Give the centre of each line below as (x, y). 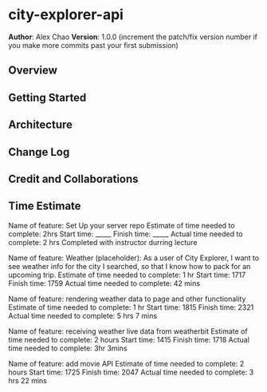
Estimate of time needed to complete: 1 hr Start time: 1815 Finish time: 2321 (131, 307)
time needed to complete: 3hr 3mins (68, 348)
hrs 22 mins (28, 380)
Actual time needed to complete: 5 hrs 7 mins (83, 315)
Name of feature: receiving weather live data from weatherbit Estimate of (128, 331)
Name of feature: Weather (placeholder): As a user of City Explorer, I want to (134, 258)
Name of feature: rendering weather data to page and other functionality (127, 299)
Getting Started (47, 97)
